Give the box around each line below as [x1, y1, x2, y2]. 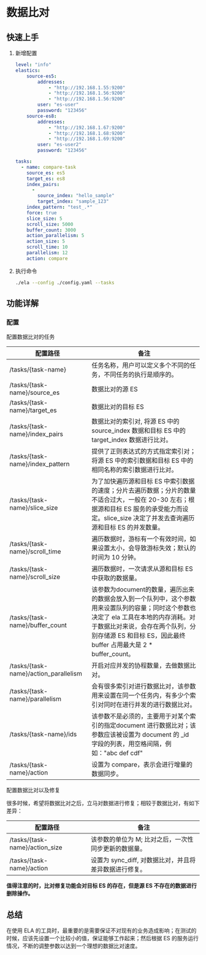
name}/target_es [9, 406, 57, 415]
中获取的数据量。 [91, 574, 141, 582]
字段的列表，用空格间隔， [91, 739, 166, 748]
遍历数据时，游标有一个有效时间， [91, 535, 190, 544]
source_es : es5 [26, 170, 66, 176]
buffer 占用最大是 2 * [91, 641, 153, 649]
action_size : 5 [26, 238, 66, 244]
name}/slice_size [9, 504, 58, 512]
